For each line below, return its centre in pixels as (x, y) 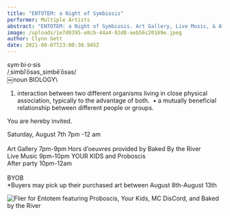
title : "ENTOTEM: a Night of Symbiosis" (66, 13)
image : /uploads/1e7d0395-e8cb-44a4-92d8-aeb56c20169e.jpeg (95, 32)
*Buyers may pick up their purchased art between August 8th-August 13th (112, 185)
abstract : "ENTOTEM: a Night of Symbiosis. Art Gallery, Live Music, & (111, 26)
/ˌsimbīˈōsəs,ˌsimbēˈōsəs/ (42, 72)
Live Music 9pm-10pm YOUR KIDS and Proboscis (76, 156)
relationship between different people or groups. (85, 108)
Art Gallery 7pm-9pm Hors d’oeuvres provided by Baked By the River (104, 149)
